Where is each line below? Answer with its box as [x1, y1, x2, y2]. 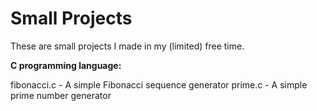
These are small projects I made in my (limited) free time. [10, 40, 245, 52]
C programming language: [10, 59, 122, 71]
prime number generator [10, 89, 112, 101]
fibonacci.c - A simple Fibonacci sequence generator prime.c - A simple [10, 78, 308, 91]
